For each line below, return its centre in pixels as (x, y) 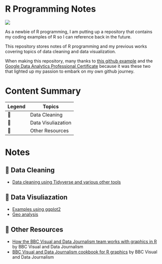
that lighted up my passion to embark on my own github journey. (70, 71)
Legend (17, 106)
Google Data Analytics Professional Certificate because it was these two (78, 66)
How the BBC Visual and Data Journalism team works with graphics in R (84, 241)
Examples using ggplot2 (36, 209)
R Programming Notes (51, 9)
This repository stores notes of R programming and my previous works (76, 46)
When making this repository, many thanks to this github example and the (79, 61)
